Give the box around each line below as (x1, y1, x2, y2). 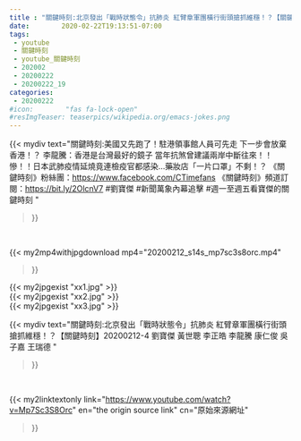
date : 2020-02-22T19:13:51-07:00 (9, 21, 163, 30)
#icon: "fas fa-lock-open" (9, 105, 139, 114)
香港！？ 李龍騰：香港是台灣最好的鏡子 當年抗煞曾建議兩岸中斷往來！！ (9, 149, 273, 161)
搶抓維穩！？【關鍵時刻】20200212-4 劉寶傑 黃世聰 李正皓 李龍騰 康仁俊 (9, 330, 279, 341)
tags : (9, 30, 30, 38)
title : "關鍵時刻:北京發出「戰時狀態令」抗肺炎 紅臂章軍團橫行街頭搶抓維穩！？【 (9, 13, 280, 22)
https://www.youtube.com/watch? (105, 394, 231, 405)
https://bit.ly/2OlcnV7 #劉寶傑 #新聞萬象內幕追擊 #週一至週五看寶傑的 (25, 183, 282, 194)
